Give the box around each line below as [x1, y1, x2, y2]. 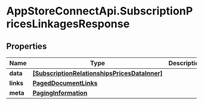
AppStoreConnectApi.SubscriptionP [6, 4, 193, 18]
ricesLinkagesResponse [6, 17, 130, 31]
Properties [6, 41, 47, 51]
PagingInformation [32, 89, 88, 97]
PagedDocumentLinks [32, 79, 98, 87]
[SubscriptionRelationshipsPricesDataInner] [32, 69, 163, 77]
